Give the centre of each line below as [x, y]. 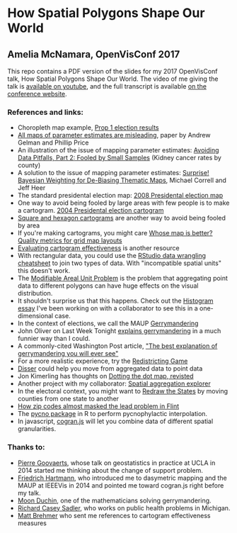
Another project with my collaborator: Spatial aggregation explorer [114, 383]
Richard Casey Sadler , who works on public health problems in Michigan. [124, 507]
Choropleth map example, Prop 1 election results [88, 128]
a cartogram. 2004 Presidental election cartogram [91, 211]
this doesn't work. [44, 271]
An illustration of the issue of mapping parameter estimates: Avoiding [118, 150]
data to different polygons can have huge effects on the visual [108, 286]
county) [29, 165]
